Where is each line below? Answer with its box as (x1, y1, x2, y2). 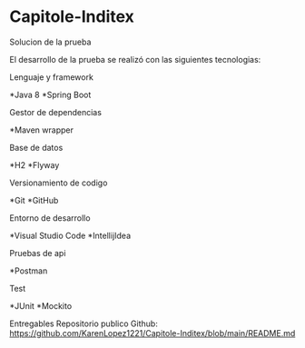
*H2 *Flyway (9, 159, 60, 170)
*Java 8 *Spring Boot (9, 89, 92, 100)
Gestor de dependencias (9, 106, 103, 117)
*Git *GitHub (9, 194, 59, 205)
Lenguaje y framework (9, 71, 93, 83)
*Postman (9, 265, 48, 276)
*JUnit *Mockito (9, 300, 73, 311)
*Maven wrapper (9, 124, 74, 135)
